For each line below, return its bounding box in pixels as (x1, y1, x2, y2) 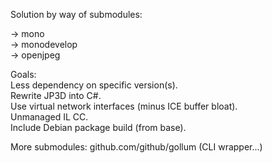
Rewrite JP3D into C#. (10, 90, 102, 101)
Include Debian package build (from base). (10, 122, 187, 133)
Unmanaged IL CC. (10, 111, 89, 123)
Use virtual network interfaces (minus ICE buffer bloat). (10, 100, 238, 112)
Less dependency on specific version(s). (10, 79, 178, 91)
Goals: (10, 69, 37, 80)
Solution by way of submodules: (10, 9, 143, 20)
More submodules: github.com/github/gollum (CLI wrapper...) (10, 141, 263, 153)
